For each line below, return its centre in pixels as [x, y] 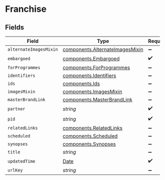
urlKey [15, 170]
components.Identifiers [89, 76]
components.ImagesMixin [93, 91]
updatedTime [22, 161]
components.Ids [81, 84]
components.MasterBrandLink [97, 100]
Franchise [26, 9]
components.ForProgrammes [96, 68]
